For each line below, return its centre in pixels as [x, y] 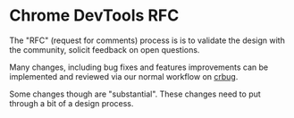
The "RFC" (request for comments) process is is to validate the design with [147, 40]
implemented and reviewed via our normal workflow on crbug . [124, 76]
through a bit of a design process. [71, 103]
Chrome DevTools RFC [94, 16]
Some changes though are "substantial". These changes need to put [135, 94]
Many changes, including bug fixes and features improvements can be [139, 67]
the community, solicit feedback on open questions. [105, 49]
